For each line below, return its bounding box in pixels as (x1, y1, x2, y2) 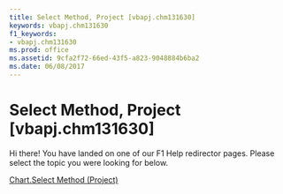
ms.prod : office (9, 46, 69, 55)
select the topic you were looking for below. (9, 157, 169, 168)
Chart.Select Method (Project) (9, 174, 119, 185)
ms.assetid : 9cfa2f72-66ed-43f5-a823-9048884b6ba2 (9, 54, 200, 63)
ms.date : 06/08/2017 (9, 63, 86, 71)
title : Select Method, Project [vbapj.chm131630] (9, 12, 196, 22)
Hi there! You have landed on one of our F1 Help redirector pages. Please (9, 147, 275, 159)
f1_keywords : (9, 29, 57, 38)
